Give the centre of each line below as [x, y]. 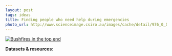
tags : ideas [18, 15]
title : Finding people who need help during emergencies [67, 20]
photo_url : [17, 24]
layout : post [19, 10]
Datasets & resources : [29, 49]
